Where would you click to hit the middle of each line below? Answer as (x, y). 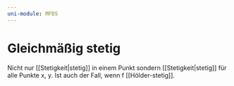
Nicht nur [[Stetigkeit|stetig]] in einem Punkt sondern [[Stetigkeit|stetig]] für (117, 68)
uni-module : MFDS (33, 14)
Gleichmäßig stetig (64, 48)
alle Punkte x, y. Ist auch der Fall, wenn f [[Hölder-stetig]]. (91, 75)
